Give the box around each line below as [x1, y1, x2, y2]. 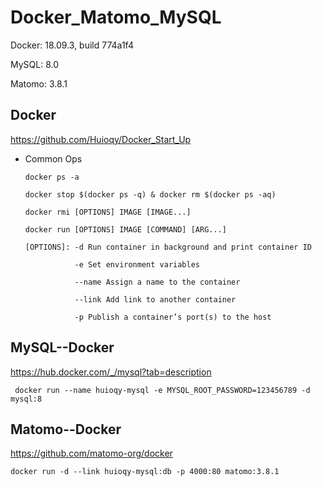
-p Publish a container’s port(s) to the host [74, 312, 272, 322]
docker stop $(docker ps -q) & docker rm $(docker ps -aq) [24, 189, 277, 200]
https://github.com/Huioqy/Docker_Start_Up [10, 133, 192, 145]
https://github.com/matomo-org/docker [10, 447, 173, 460]
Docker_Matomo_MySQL [10, 6, 222, 29]
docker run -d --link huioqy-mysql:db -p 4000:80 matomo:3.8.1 [10, 467, 280, 477]
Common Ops [24, 152, 83, 165]
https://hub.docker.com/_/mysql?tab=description [10, 366, 212, 378]
